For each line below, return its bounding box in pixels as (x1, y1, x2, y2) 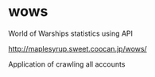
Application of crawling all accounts (8, 59, 126, 69)
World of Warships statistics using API (8, 29, 134, 38)
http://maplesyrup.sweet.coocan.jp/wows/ (8, 44, 147, 53)
